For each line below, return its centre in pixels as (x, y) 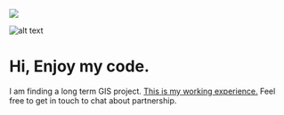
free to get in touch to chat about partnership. (93, 100)
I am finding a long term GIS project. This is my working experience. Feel (142, 91)
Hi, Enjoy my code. (79, 66)
